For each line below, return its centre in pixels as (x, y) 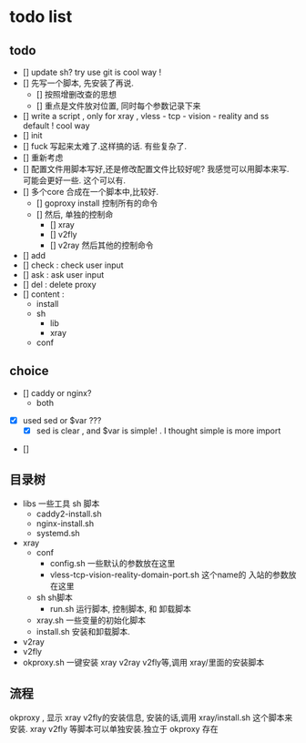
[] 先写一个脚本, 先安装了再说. (78, 83)
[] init (32, 135)
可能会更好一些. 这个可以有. (74, 180)
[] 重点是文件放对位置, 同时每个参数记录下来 (118, 106)
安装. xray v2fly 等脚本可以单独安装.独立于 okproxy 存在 (114, 728)
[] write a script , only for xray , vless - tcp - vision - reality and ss (146, 116)
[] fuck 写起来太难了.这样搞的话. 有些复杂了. (105, 146)
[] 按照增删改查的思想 (76, 94)
